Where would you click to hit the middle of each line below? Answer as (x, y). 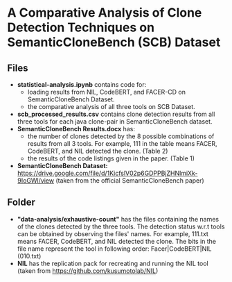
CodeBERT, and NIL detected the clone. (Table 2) (98, 151)
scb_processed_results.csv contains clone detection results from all (116, 114)
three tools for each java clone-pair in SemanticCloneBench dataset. (115, 122)
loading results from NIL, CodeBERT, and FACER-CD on (106, 92)
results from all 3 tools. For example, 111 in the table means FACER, (122, 143)
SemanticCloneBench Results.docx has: (76, 129)
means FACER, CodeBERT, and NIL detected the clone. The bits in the (117, 241)
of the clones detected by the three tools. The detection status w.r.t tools (121, 226)
